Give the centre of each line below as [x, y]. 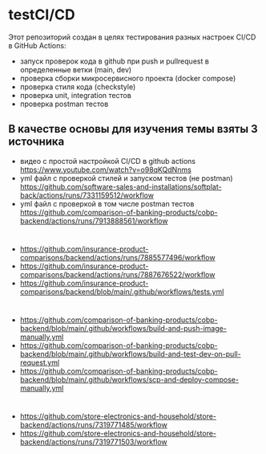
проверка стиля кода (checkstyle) [78, 87]
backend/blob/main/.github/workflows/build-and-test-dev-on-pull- [131, 354]
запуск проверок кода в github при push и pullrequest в [115, 61]
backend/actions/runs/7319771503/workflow [93, 442]
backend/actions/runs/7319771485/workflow [94, 425]
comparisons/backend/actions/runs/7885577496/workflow [117, 257]
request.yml [40, 362]
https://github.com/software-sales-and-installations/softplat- [121, 186]
